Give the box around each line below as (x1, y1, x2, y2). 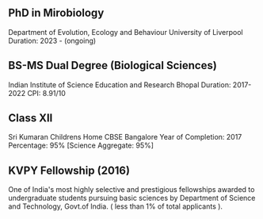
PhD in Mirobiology (8, 6, 105, 20)
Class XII (8, 111, 53, 125)
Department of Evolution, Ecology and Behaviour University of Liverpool (8, 27, 243, 36)
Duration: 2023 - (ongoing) (8, 36, 97, 45)
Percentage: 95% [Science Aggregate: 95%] (8, 140, 154, 150)
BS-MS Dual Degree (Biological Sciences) (8, 59, 218, 72)
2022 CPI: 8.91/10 (8, 88, 66, 98)
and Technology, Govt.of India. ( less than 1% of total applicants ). (8, 202, 223, 211)
